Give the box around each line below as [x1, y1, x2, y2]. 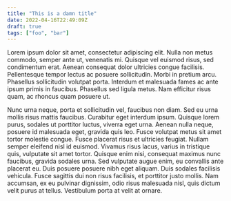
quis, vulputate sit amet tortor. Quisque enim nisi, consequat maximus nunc [7, 150, 221, 158]
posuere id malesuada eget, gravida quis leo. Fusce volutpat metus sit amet [7, 128, 222, 136]
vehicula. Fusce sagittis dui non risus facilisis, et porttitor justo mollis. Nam [7, 172, 219, 180]
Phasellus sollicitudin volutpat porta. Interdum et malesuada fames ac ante [7, 77, 219, 86]
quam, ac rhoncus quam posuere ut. [7, 93, 110, 101]
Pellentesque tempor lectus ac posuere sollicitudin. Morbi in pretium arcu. [7, 70, 217, 79]
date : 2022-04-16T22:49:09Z [7, 17, 88, 23]
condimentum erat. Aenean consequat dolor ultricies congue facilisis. [7, 63, 205, 71]
